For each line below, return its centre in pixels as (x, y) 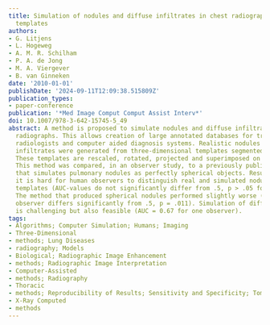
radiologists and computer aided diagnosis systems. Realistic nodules (138, 143)
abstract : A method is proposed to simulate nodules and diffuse (120, 128)
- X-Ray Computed (37, 301)
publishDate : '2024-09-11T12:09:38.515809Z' (84, 91)
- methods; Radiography (48, 278)
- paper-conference (41, 106)
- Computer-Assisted (43, 271)
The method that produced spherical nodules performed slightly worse (136, 196)
